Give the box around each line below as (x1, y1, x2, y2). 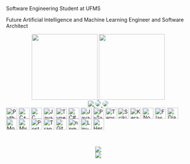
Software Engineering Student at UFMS (6, 5, 101, 12)
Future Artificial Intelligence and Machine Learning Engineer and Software (6, 16, 184, 23)
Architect (6, 23, 28, 29)
